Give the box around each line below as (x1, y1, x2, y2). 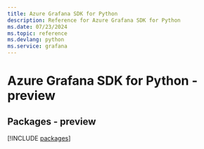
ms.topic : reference (7, 29, 68, 37)
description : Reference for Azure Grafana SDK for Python (7, 17, 181, 24)
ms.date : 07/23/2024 (7, 23, 68, 30)
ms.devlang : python (7, 36, 65, 43)
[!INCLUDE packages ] (7, 134, 71, 142)
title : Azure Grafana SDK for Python (7, 10, 118, 17)
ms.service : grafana (7, 43, 68, 50)
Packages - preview (7, 115, 96, 127)
